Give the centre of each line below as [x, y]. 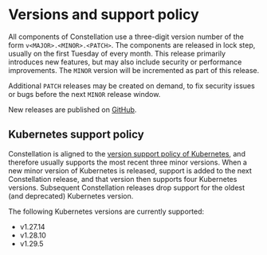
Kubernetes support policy [77, 135]
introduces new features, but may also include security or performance [125, 62]
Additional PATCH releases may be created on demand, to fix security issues [132, 86]
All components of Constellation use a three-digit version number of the [126, 37]
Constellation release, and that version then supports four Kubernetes [123, 179]
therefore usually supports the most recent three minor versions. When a [128, 162]
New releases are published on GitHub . [73, 110]
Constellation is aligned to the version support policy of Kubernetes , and [127, 153]
